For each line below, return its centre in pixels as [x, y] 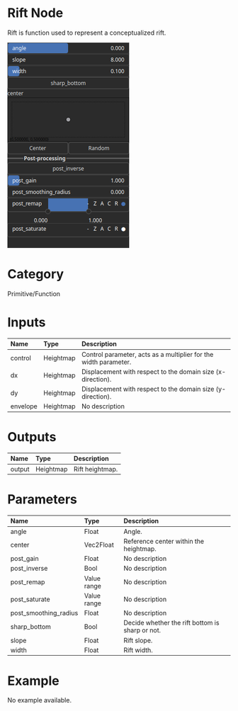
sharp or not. [142, 630]
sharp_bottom [31, 626]
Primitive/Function [34, 294]
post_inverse [29, 569]
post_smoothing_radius [44, 613]
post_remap [28, 582]
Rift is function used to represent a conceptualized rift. [87, 33]
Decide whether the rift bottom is [171, 623]
